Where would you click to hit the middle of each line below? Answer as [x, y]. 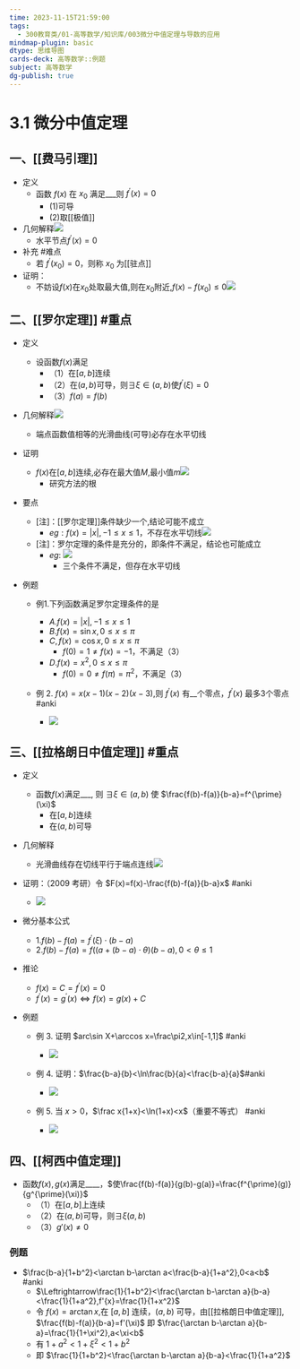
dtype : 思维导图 [37, 51]
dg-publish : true [42, 76]
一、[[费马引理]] [54, 159]
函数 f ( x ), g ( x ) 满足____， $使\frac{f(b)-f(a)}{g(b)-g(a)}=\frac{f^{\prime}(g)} [157, 1184]
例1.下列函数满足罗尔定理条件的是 [97, 603]
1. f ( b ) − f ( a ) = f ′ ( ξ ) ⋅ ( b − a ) [85, 940]
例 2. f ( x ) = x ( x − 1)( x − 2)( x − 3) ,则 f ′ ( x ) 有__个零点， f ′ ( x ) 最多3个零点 [162, 693]
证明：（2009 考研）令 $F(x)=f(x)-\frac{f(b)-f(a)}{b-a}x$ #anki [137, 883]
